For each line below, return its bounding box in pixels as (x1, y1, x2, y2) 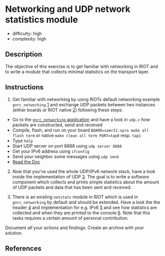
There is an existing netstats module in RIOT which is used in (12, 194, 138, 200)
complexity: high (12, 36, 47, 42)
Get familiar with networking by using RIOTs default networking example (12, 96, 160, 102)
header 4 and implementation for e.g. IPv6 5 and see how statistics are (12, 204, 157, 210)
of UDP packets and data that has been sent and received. (12, 184, 132, 190)
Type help (12, 138, 33, 144)
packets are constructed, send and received (12, 122, 103, 128)
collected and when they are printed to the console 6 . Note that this (12, 210, 150, 216)
